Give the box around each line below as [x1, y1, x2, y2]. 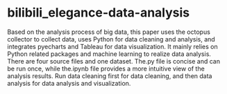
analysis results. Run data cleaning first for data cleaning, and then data [7, 71, 212, 80]
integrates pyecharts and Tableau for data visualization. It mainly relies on [7, 42, 218, 50]
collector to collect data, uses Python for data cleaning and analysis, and [7, 35, 215, 43]
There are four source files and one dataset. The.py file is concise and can [7, 57, 221, 65]
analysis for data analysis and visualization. [7, 79, 131, 87]
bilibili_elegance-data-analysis [7, 5, 190, 21]
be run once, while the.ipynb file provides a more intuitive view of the [7, 64, 205, 73]
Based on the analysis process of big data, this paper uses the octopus [7, 28, 210, 36]
